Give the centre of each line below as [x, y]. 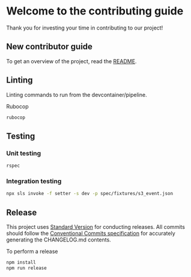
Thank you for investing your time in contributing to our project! [85, 28]
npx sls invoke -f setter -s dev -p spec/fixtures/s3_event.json [89, 194]
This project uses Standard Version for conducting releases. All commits [95, 226]
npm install [21, 262]
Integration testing [34, 181]
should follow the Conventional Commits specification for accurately [91, 233]
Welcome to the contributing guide [95, 11]
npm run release [26, 268]
